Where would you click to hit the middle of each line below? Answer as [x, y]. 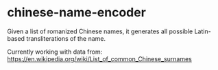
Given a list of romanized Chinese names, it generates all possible [100, 31]
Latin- [203, 31]
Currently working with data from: [55, 52]
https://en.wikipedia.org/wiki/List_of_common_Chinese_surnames [99, 58]
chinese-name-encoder [76, 13]
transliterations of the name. [66, 38]
